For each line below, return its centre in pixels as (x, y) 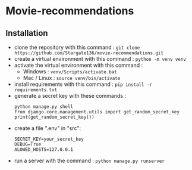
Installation (27, 33)
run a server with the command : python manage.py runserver (89, 160)
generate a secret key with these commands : (70, 96)
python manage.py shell (44, 107)
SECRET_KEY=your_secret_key (49, 139)
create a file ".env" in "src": (48, 128)
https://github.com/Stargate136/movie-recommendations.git (89, 53)
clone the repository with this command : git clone (77, 47)
